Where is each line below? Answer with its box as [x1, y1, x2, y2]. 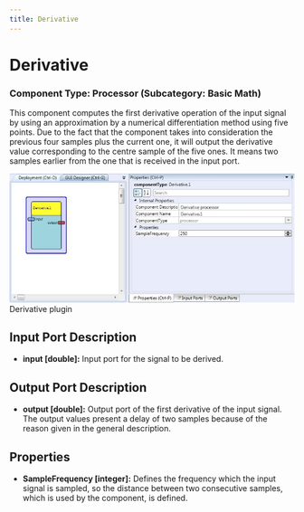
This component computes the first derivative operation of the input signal [9, 108, 287, 119]
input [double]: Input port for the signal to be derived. [22, 354, 224, 365]
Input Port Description [9, 329, 138, 345]
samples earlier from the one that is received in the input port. [9, 156, 240, 166]
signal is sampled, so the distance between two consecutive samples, [22, 483, 283, 494]
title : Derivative [9, 14, 79, 24]
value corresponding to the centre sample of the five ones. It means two [9, 146, 279, 157]
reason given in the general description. [22, 423, 172, 434]
